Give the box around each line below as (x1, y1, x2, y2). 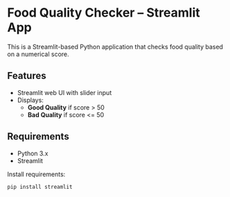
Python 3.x (17, 149, 48, 157)
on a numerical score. (7, 50, 69, 58)
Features (7, 70, 46, 82)
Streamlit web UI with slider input (17, 88, 112, 96)
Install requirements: (7, 170, 66, 178)
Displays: (17, 96, 44, 104)
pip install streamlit (7, 183, 73, 190)
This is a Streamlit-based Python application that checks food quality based (7, 42, 224, 51)
